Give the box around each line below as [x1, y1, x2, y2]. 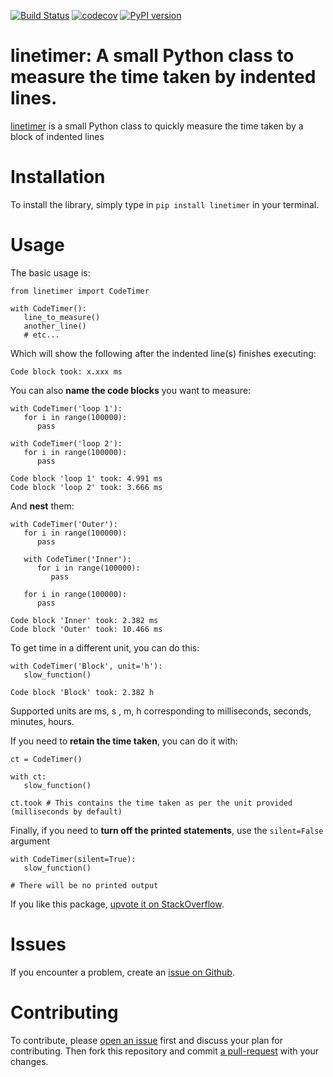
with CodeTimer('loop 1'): [10, 403, 123, 414]
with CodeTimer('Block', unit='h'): [10, 661, 163, 671]
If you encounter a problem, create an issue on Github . [10, 966, 235, 978]
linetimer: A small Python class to [10, 45, 295, 67]
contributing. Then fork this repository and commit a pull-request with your [10, 1045, 319, 1057]
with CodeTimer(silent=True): [10, 854, 137, 864]
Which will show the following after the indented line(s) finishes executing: [10, 347, 317, 359]
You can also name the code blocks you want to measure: [10, 384, 252, 396]
